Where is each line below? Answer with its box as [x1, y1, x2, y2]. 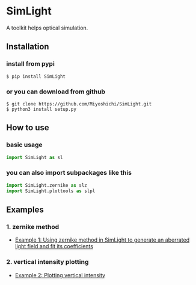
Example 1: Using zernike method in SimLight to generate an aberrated [14, 236, 190, 243]
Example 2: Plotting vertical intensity [14, 271, 106, 278]
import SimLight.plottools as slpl [6, 188, 96, 194]
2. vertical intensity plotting [6, 258, 89, 266]
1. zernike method [6, 222, 60, 231]
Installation [6, 42, 49, 52]
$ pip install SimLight [6, 74, 66, 80]
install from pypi [6, 60, 55, 68]
